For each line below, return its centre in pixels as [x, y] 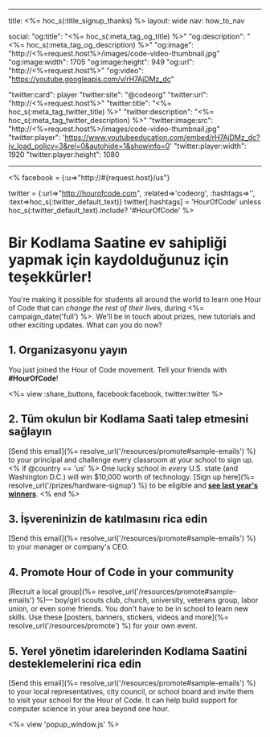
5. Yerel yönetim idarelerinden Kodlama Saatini [128, 651]
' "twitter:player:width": [208, 146]
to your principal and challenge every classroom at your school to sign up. [131, 459]
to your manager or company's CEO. [69, 547]
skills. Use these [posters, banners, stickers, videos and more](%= [119, 617]
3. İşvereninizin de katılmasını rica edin [108, 519]
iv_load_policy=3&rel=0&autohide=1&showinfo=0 [89, 146]
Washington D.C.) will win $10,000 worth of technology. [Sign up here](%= [132, 476]
